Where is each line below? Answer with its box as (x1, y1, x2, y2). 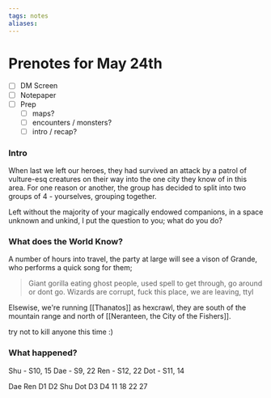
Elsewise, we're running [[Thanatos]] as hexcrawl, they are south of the (8, 303, 247, 312)
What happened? (8, 347, 78, 358)
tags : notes (8, 11, 49, 20)
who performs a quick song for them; (8, 263, 133, 273)
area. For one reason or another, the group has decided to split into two (8, 183, 247, 193)
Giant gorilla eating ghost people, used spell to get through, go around (28, 278, 263, 288)
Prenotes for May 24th (8, 54, 163, 73)
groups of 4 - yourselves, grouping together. (8, 192, 157, 201)
